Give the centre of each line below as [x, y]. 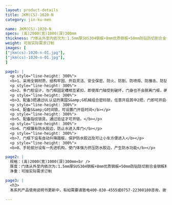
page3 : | [15, 180]
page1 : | [15, 71]
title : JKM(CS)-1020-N [29, 15]
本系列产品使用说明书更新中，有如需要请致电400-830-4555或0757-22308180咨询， [86, 190]
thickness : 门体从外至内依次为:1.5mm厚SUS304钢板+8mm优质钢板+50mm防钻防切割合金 [86, 38]
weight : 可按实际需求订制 [30, 43]
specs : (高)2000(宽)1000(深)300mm [41, 34]
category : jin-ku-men [28, 19]
